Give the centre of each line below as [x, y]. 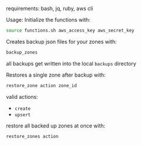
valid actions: [22, 96]
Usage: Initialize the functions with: [48, 20]
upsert [22, 115]
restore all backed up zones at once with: [56, 126]
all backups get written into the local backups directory [71, 63]
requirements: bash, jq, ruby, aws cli [50, 8]
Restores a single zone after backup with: [56, 75]
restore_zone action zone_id [41, 85]
